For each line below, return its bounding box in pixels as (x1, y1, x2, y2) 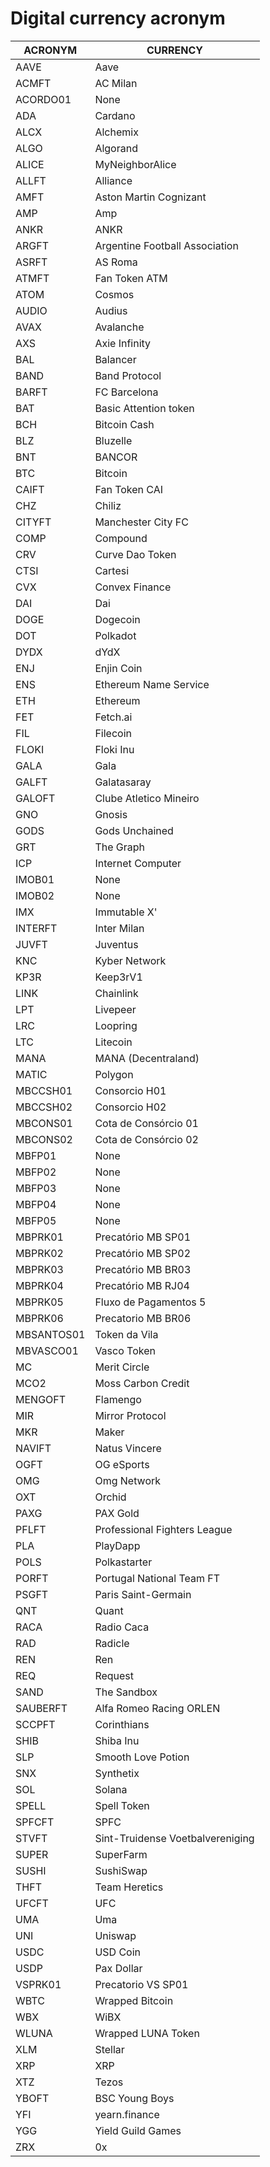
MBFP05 (15, 1213, 57, 1227)
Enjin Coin (94, 661, 143, 675)
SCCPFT (15, 1717, 56, 1731)
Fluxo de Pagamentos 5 (94, 1295, 207, 1309)
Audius (94, 303, 128, 317)
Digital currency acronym (10, 7, 226, 30)
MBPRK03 (15, 1262, 64, 1276)
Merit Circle (94, 1360, 150, 1374)
